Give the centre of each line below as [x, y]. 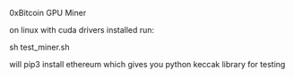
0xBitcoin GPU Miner [48, 13]
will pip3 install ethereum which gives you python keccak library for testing [147, 64]
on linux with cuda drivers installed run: [82, 30]
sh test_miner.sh [39, 47]
